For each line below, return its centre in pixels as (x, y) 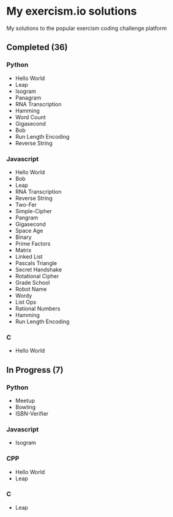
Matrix (23, 250)
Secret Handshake (39, 269)
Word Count (30, 117)
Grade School (32, 282)
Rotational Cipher (37, 276)
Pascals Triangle (36, 263)
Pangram (27, 218)
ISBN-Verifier (32, 413)
